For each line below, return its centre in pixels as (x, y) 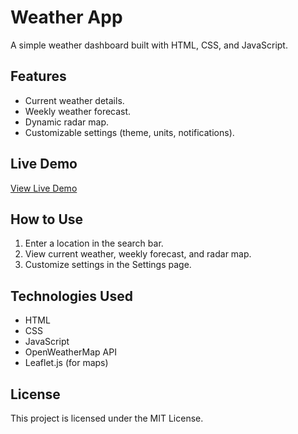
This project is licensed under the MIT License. (107, 418)
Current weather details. (74, 100)
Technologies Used (71, 296)
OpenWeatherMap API (70, 352)
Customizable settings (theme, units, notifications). (129, 132)
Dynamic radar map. (66, 122)
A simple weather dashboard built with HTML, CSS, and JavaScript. (149, 45)
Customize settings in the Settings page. (108, 265)
